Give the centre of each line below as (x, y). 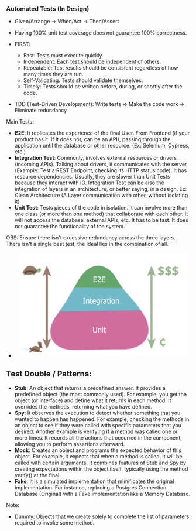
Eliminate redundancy (41, 111)
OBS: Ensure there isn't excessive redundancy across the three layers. (91, 238)
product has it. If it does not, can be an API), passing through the (92, 139)
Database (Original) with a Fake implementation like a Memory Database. (102, 494)
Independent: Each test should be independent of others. (92, 62)
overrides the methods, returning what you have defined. (83, 406)
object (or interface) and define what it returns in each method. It (93, 400)
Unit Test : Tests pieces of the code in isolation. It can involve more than (101, 208)
